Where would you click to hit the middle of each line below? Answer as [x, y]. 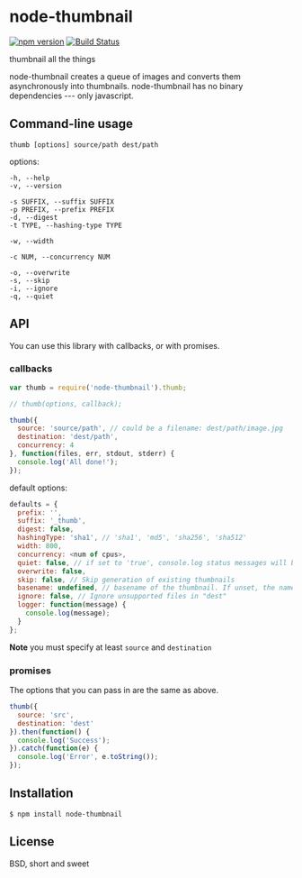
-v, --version [36, 186]
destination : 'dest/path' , [68, 437]
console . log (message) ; [68, 613]
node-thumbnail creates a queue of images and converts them [125, 76]
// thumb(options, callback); [66, 404]
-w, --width [31, 241]
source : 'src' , [46, 715]
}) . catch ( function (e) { [54, 749]
